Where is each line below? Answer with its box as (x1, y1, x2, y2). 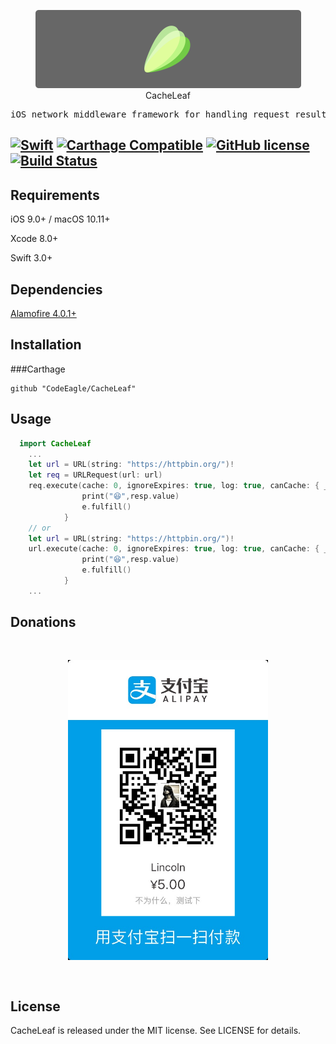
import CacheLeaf (19, 438, 92, 449)
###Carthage (10, 363, 66, 375)
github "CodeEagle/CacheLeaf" (10, 383, 137, 394)
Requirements (10, 186, 100, 204)
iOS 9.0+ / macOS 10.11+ (10, 213, 111, 225)
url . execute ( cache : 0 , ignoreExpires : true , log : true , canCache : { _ (28, 544, 329, 554)
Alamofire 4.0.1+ (10, 308, 77, 320)
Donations (10, 614, 77, 631)
